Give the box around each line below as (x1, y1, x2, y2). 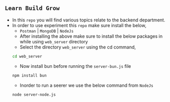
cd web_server (12, 54, 42, 59)
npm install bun (12, 73, 47, 78)
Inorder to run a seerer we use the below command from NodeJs (19, 82, 154, 88)
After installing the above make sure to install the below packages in (19, 33, 163, 39)
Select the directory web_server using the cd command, (19, 44, 136, 50)
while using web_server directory (19, 38, 88, 44)
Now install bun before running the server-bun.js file (19, 63, 131, 69)
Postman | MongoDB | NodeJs (19, 28, 74, 34)
